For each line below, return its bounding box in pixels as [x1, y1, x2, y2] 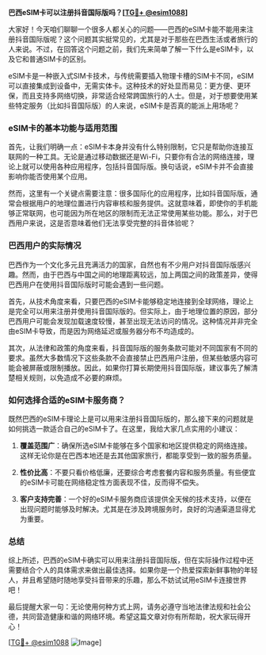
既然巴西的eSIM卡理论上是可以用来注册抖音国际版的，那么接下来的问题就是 [8, 414, 254, 423]
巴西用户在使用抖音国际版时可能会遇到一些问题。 [8, 279, 168, 289]
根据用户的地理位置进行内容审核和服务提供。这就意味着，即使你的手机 [21, 198, 251, 209]
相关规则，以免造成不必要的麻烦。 [14, 373, 127, 382]
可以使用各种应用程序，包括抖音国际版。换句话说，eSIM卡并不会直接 [28, 162, 254, 171]
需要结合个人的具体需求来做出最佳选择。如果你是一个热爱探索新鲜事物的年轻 [8, 565, 258, 575]
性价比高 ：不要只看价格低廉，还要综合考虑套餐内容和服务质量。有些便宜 [19, 467, 256, 477]
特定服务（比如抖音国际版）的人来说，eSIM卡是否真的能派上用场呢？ [14, 101, 240, 110]
